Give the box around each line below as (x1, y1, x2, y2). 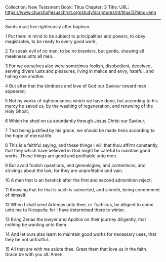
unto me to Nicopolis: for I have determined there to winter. (5, 207, 125, 213)
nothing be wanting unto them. (5, 222, 68, 227)
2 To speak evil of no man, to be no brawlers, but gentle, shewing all (5, 48, 144, 54)
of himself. (5, 192, 27, 198)
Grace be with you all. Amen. (5, 252, 64, 257)
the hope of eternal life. (5, 133, 53, 138)
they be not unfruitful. (5, 237, 49, 242)
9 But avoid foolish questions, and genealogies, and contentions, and (5, 163, 146, 168)
